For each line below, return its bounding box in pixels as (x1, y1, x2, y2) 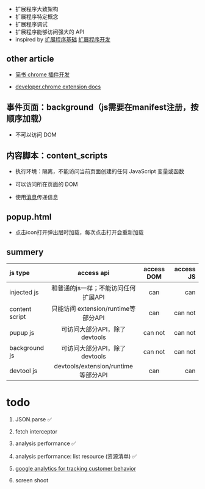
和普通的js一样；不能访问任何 (51, 284, 136, 293)
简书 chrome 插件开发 (15, 71, 70, 78)
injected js (9, 288, 39, 297)
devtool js (9, 366, 38, 375)
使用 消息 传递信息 (15, 194, 59, 201)
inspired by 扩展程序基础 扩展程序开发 (15, 36, 111, 43)
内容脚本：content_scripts (6, 151, 108, 161)
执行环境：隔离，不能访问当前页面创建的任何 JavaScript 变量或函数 (15, 168, 184, 175)
